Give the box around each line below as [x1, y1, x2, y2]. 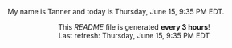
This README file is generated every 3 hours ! [58, 22, 210, 31]
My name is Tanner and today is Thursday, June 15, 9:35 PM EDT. [7, 7, 225, 16]
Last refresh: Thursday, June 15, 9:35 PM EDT [58, 31, 210, 40]
